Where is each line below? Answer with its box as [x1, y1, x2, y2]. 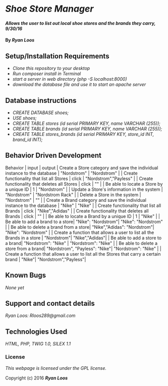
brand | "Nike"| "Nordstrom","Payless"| [5, 256, 86, 262]
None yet [5, 285, 24, 291]
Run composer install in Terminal [12, 71, 81, 77]
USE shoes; [12, 115, 37, 121]
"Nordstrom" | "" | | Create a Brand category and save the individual [5, 197, 147, 203]
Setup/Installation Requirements [5, 52, 109, 60]
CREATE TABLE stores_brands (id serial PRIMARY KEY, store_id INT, [12, 131, 154, 137]
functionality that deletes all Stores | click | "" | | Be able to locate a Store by [5, 181, 163, 187]
